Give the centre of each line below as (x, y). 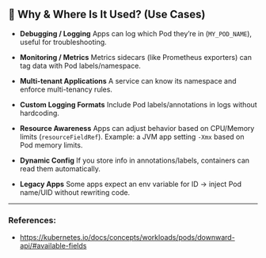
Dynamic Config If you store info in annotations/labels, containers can (135, 160)
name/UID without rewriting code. (75, 192)
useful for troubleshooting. (63, 42)
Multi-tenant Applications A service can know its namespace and (128, 80)
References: (32, 220)
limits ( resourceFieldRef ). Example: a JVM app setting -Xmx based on (132, 136)
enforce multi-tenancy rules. (66, 89)
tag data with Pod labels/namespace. (80, 65)
